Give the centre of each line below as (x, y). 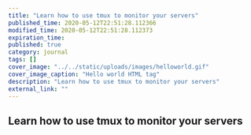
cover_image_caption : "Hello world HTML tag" (84, 74)
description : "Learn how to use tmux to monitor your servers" (114, 81)
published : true (35, 45)
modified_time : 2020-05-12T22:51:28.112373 (81, 30)
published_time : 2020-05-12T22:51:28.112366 (82, 23)
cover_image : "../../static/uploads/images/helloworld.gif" (109, 67)
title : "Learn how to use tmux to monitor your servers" (103, 15)
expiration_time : (37, 37)
